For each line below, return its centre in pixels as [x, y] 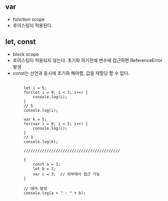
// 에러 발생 [35, 188]
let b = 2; [44, 169]
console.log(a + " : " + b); [55, 193]
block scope [26, 54]
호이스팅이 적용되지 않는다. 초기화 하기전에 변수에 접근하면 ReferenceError [88, 60]
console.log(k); [41, 142]
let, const [20, 42]
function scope [29, 19]
